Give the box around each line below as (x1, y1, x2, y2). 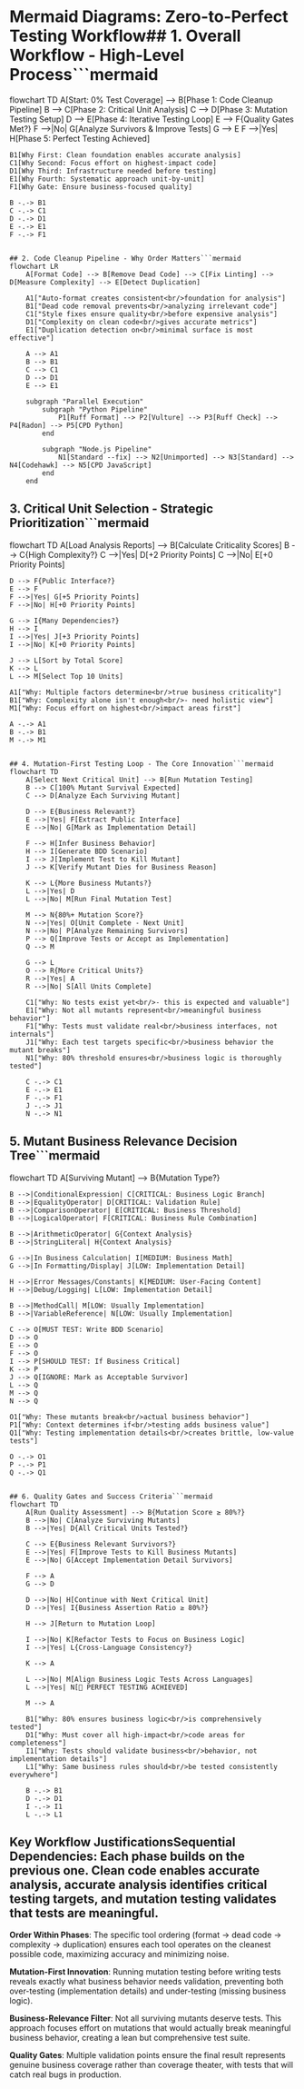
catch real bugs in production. (9, 2069, 123, 2080)
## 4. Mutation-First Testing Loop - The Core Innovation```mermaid (9, 759, 274, 769)
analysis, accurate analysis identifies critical (9, 1876, 268, 1892)
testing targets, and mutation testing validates (9, 1891, 277, 1906)
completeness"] (9, 1738, 67, 1747)
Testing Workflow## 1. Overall (9, 25, 241, 46)
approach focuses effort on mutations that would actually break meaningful (9, 2023, 291, 2034)
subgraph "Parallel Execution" (25, 397, 144, 406)
